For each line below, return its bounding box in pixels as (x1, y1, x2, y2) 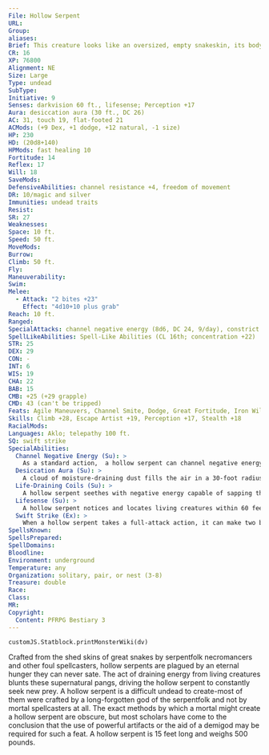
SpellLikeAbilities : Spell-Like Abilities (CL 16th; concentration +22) (8, 332, 256, 341)
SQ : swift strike (8, 436, 66, 445)
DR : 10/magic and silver (8, 190, 91, 199)
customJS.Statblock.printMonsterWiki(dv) (8, 638, 149, 646)
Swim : (8, 280, 26, 289)
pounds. (8, 737, 36, 747)
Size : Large (8, 71, 48, 79)
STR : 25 (8, 340, 34, 348)
